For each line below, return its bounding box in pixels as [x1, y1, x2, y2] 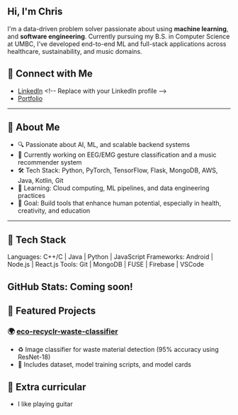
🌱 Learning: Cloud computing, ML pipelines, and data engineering [17, 184, 210, 192]
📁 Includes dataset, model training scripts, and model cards [17, 360, 191, 369]
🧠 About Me [7, 121, 60, 133]
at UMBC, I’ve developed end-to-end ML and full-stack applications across [7, 39, 227, 48]
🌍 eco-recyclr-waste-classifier [7, 326, 118, 336]
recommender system [17, 158, 82, 167]
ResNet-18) [17, 353, 51, 361]
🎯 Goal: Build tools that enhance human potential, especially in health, [17, 199, 222, 208]
